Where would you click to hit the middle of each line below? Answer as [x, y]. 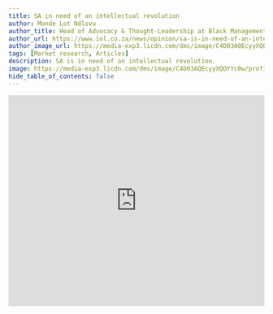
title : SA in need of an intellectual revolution [94, 16]
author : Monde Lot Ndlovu [52, 24]
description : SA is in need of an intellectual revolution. [113, 62]
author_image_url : [39, 46]
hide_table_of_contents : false [61, 76]
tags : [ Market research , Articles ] [69, 54]
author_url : [28, 39]
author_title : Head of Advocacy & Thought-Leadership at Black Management [138, 31]
